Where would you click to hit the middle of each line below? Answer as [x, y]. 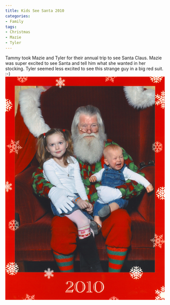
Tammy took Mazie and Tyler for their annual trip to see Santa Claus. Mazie [83, 58]
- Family [14, 21]
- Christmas [18, 32]
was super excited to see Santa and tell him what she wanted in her [75, 63]
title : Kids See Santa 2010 [35, 11]
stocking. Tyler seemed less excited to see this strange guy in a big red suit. [84, 68]
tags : [11, 27]
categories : [18, 16]
